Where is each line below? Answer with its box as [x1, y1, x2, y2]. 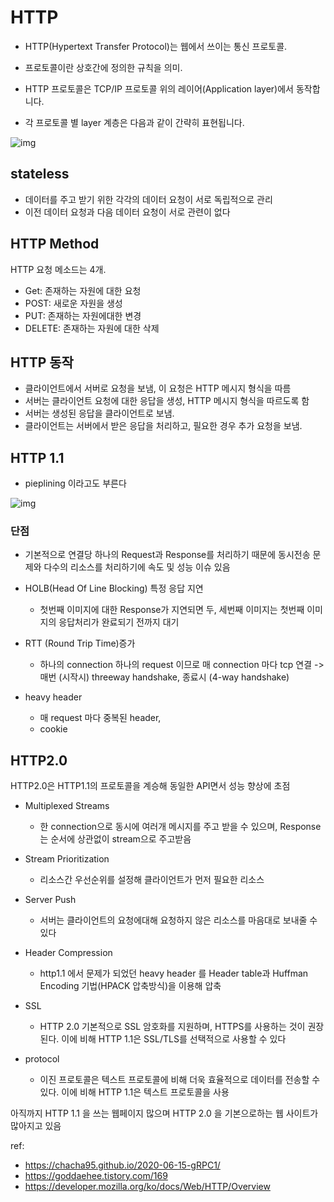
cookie [39, 723, 68, 735]
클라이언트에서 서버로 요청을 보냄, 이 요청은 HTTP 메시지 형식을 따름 [24, 382, 292, 395]
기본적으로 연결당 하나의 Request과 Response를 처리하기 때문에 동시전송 [24, 549, 311, 561]
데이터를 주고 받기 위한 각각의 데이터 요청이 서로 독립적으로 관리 [24, 193, 273, 205]
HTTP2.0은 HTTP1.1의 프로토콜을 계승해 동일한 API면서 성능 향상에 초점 [10, 780, 291, 792]
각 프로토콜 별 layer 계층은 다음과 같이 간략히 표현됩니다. [24, 116, 245, 128]
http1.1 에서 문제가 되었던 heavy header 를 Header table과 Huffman [39, 967, 309, 980]
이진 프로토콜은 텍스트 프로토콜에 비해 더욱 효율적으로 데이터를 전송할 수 [39, 1074, 321, 1086]
